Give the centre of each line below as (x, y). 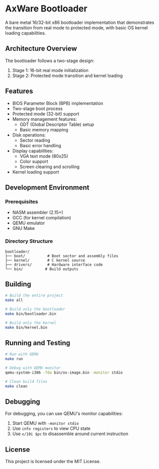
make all (14, 300)
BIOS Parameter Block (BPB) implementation (58, 103)
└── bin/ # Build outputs (42, 269)
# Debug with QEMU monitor (33, 368)
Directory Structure (29, 241)
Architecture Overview (41, 48)
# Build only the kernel (31, 323)
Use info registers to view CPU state (51, 429)
